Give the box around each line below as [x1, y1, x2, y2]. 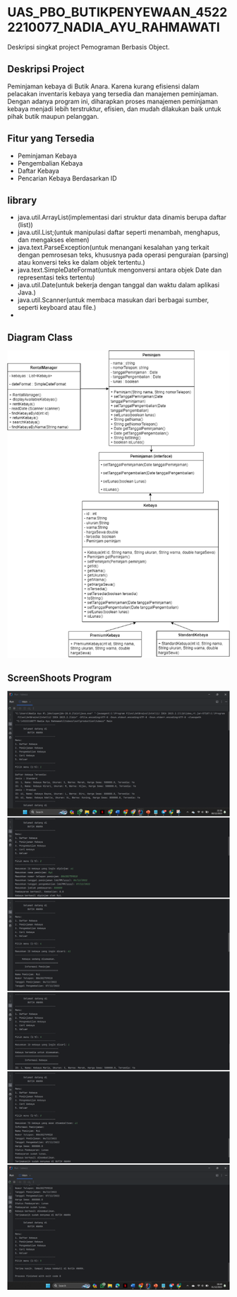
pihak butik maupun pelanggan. [7, 112, 99, 120]
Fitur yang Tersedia [7, 132, 95, 145]
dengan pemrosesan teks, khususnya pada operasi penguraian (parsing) [17, 250, 229, 259]
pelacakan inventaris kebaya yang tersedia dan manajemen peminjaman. [7, 89, 219, 98]
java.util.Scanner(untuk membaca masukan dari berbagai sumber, [17, 296, 209, 304]
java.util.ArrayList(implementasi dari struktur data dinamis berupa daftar [17, 213, 227, 221]
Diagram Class [7, 331, 73, 343]
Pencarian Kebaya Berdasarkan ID [17, 174, 118, 183]
